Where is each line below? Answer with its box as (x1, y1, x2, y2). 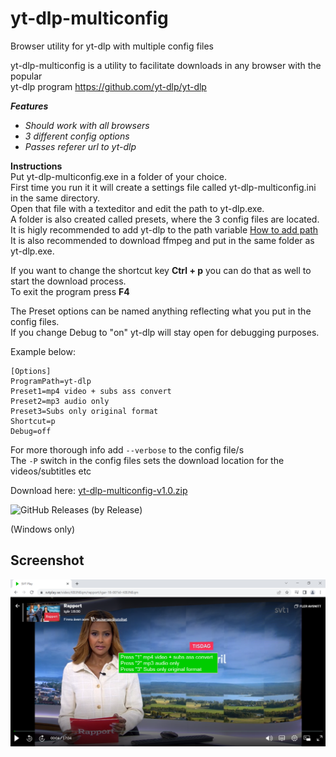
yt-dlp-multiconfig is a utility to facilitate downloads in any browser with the (10, 59, 322, 71)
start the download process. (10, 275, 127, 287)
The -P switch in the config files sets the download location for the (10, 454, 285, 466)
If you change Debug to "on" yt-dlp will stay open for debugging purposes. (10, 326, 320, 338)
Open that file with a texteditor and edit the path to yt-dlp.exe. (10, 202, 265, 214)
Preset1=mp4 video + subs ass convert (10, 386, 172, 396)
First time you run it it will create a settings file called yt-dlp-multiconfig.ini (10, 181, 317, 193)
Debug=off (10, 426, 52, 436)
